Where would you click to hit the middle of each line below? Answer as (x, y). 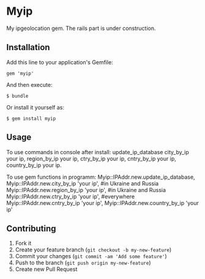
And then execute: (29, 84)
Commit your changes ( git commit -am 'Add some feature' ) (91, 256)
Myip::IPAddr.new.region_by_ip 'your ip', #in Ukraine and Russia (86, 190)
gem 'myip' (20, 73)
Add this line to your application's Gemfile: (60, 62)
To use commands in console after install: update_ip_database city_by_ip (98, 152)
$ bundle (17, 96)
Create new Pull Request (46, 269)
